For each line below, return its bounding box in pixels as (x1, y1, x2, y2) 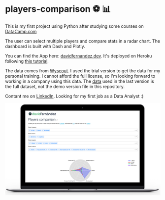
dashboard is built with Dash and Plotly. (5, 43, 85, 49)
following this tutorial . (5, 58, 49, 64)
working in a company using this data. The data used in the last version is (5, 78, 154, 84)
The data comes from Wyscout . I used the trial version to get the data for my (5, 67, 161, 74)
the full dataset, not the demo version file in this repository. (5, 83, 125, 89)
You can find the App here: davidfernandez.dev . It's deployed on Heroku (5, 52, 152, 59)
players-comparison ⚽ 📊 (5, 3, 111, 15)
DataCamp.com (5, 28, 37, 34)
